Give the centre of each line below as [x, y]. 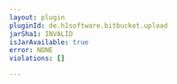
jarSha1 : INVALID [41, 34]
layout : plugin [37, 17]
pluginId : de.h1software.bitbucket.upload [88, 26]
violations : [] [37, 58]
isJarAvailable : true [49, 42]
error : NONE [31, 50]
